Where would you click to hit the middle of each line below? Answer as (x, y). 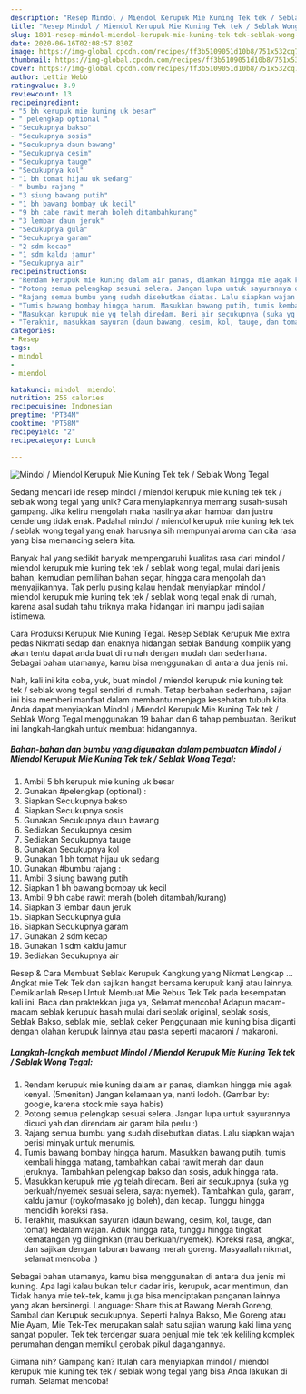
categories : (33, 331)
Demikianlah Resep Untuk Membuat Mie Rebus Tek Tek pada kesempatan (148, 993)
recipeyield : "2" (43, 432)
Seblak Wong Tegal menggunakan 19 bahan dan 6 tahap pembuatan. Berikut (153, 719)
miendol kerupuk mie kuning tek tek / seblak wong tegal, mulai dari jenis (145, 567)
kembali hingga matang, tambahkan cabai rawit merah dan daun (143, 1162)
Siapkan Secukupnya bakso (75, 801)
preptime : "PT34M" (45, 415)
